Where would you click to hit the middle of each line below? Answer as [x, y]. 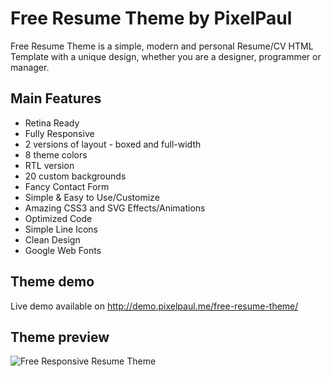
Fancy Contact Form [67, 186]
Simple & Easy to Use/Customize [92, 197]
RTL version [49, 165]
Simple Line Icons [61, 229]
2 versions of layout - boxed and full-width [113, 144]
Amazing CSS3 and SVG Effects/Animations [115, 208]
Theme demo [52, 282]
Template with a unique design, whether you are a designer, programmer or [166, 56]
